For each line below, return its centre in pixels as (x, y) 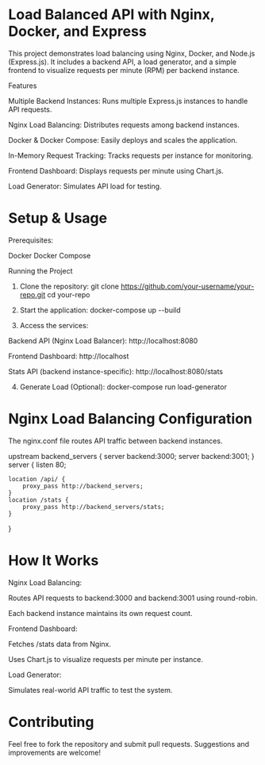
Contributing (51, 722)
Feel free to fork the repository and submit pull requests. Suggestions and (129, 744)
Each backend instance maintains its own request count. (100, 613)
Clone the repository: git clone (69, 286)
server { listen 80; (37, 465)
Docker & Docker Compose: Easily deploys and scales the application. (123, 140)
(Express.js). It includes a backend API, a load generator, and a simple (122, 62)
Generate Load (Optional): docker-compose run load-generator (123, 387)
